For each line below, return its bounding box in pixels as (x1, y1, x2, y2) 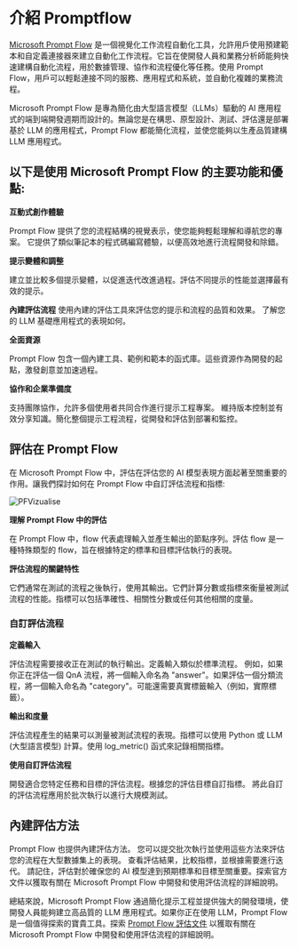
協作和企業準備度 (9, 383, 72, 394)
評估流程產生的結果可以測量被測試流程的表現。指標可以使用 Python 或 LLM (9, 729, 283, 740)
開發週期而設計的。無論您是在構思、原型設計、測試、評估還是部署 (47, 113, 289, 125)
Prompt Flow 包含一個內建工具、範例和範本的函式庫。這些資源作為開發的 (9, 353, 275, 364)
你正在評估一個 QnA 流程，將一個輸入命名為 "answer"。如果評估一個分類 (9, 669, 276, 680)
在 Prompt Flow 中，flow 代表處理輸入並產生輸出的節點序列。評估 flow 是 (9, 533, 277, 543)
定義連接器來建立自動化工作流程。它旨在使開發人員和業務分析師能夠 (32, 50, 281, 60)
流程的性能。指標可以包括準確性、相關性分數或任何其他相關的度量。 (9, 593, 258, 604)
